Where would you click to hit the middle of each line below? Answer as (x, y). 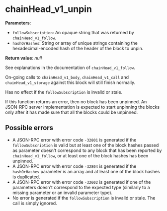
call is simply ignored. (35, 203)
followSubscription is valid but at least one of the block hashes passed (85, 145)
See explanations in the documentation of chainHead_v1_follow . (70, 68)
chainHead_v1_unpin (48, 9)
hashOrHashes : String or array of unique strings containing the (75, 43)
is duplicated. (26, 177)
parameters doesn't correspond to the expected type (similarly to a (81, 187)
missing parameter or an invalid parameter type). (62, 193)
